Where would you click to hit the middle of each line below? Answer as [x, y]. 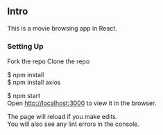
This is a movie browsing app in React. [62, 28]
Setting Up [25, 46]
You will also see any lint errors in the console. [74, 124]
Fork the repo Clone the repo [49, 61]
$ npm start [24, 96]
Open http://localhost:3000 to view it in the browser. [82, 103]
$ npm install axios [34, 82]
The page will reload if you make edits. [62, 117]
